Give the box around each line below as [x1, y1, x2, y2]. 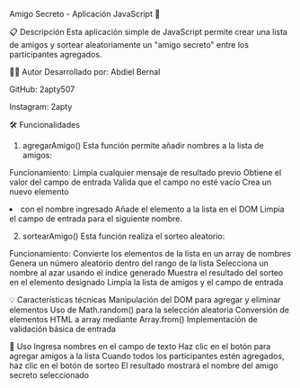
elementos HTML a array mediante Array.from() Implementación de [9, 314, 258, 324]
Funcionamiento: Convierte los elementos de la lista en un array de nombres [9, 248, 292, 258]
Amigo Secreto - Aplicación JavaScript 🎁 [9, 9, 161, 19]
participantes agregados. [9, 50, 102, 59]
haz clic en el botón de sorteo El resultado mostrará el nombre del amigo [9, 360, 278, 371]
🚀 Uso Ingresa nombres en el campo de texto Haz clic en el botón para [9, 341, 271, 351]
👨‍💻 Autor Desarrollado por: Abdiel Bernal [9, 67, 161, 77]
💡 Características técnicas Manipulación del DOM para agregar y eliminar [9, 294, 281, 305]
